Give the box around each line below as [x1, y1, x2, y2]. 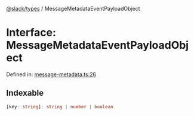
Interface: [6, 26, 57, 39]
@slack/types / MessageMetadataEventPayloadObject [6, 5, 140, 12]
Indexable [6, 88, 44, 98]
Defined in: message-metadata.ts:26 [6, 71, 97, 78]
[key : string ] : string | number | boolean [6, 104, 113, 109]
